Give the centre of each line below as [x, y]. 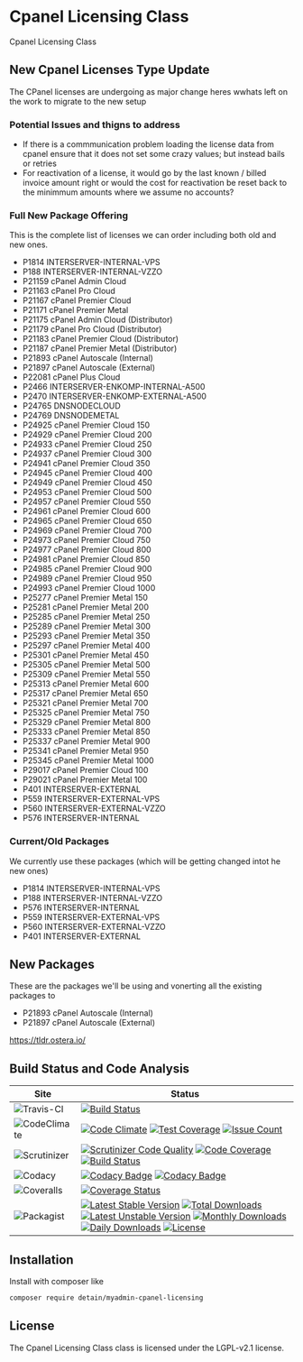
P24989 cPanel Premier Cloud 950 [87, 578]
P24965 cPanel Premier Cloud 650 [87, 521]
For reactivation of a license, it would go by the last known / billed [144, 173]
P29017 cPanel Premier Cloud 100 [85, 770]
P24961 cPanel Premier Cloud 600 [86, 511]
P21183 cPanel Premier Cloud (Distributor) [100, 339]
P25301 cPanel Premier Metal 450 [86, 655]
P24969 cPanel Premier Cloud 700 [87, 530]
